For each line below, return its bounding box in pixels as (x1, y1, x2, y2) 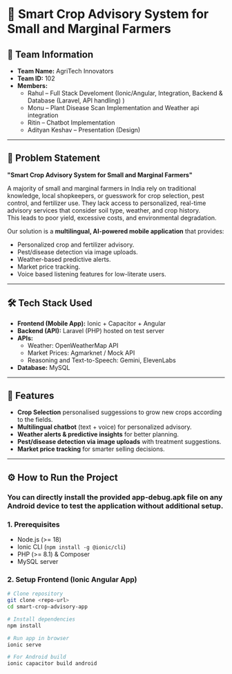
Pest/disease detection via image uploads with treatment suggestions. (17, 438, 222, 446)
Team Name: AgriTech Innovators (17, 67, 114, 75)
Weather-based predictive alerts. (17, 255, 112, 263)
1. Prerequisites (7, 520, 60, 529)
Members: (17, 82, 48, 89)
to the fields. (17, 416, 53, 424)
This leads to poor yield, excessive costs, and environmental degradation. (7, 213, 217, 222)
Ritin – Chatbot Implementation (27, 118, 115, 127)
